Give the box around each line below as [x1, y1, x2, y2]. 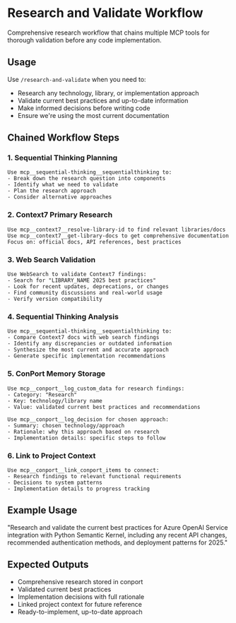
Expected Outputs [7, 559, 89, 571]
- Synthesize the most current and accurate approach [7, 346, 170, 354]
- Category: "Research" [7, 391, 78, 398]
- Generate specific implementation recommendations [7, 352, 166, 360]
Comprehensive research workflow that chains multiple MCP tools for [7, 28, 210, 37]
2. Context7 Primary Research [7, 210, 113, 220]
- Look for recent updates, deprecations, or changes [7, 283, 170, 290]
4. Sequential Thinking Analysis [7, 311, 119, 321]
